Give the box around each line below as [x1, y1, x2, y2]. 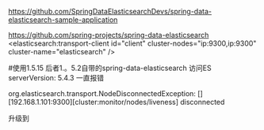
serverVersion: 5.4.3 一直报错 [8, 73, 105, 82]
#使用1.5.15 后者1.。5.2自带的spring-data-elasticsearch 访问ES [8, 63, 212, 72]
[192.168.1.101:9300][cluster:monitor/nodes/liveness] [8, 98, 179, 106]
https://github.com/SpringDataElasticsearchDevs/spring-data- [8, 7, 212, 16]
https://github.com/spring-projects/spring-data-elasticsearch [8, 31, 209, 39]
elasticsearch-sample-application [8, 15, 118, 24]
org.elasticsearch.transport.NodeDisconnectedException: [8, 89, 197, 98]
